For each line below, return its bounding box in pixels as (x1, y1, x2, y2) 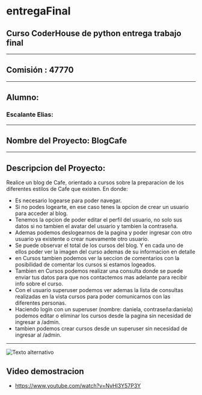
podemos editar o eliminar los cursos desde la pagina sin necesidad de (14, 312, 192, 320)
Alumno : (6, 92, 39, 103)
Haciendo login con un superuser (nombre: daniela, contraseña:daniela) (14, 306, 194, 313)
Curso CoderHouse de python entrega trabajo (6, 28, 182, 39)
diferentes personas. (14, 299, 67, 306)
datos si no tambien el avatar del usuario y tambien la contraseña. (14, 223, 179, 230)
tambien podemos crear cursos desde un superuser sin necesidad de (14, 325, 188, 332)
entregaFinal (6, 4, 71, 18)
